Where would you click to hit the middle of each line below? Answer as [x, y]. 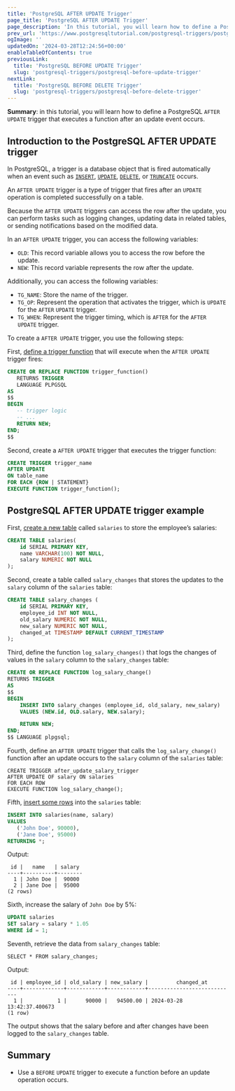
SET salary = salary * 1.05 [48, 924]
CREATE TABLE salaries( [42, 540]
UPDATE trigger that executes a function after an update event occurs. [106, 119]
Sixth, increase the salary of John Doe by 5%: [72, 905]
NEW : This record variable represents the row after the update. [106, 267]
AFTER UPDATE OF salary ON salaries [60, 777]
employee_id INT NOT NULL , [59, 613]
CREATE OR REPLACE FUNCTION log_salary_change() [79, 673]
